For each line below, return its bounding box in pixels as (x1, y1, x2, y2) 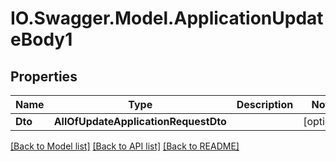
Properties (10, 68, 78, 85)
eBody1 (10, 28, 73, 51)
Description (236, 98, 294, 111)
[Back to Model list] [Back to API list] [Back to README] (10, 140, 240, 152)
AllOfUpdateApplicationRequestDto (53, 115, 227, 128)
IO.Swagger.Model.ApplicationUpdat (10, 7, 324, 30)
